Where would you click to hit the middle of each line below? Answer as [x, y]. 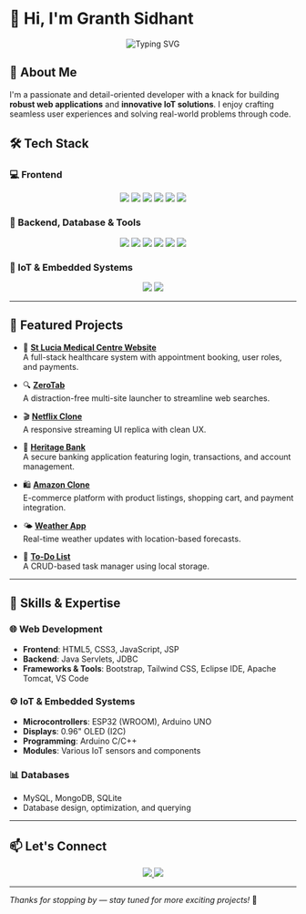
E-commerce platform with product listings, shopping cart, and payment [158, 498]
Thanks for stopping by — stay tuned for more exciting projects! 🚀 [133, 899]
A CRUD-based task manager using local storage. [116, 566]
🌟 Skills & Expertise [65, 604]
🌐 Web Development [56, 630]
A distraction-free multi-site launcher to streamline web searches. [146, 398]
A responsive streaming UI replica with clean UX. [114, 429]
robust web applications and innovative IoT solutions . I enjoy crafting [142, 104]
